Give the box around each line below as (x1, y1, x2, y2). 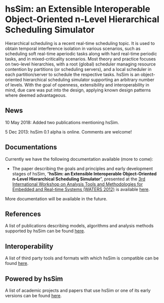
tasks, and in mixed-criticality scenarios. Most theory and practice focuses (5, 56, 156, 62)
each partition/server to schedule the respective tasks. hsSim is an (5, 71, 140, 77)
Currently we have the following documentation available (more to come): (5, 156, 153, 162)
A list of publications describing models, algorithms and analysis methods (5, 223, 154, 229)
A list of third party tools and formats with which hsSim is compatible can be (5, 255, 159, 261)
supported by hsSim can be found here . (5, 228, 85, 234)
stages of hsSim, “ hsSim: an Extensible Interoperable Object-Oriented (12, 171, 157, 176)
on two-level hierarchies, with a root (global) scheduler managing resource (5, 61, 156, 67)
